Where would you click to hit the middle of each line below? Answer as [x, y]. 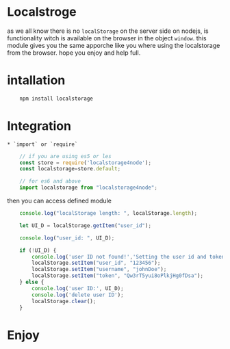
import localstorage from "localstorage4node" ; [88, 188]
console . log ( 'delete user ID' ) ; [78, 295]
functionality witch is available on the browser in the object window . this [107, 38]
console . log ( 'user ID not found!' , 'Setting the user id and [119, 257]
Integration [39, 126]
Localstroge [42, 12]
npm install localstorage [56, 99]
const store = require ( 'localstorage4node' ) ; [86, 163]
